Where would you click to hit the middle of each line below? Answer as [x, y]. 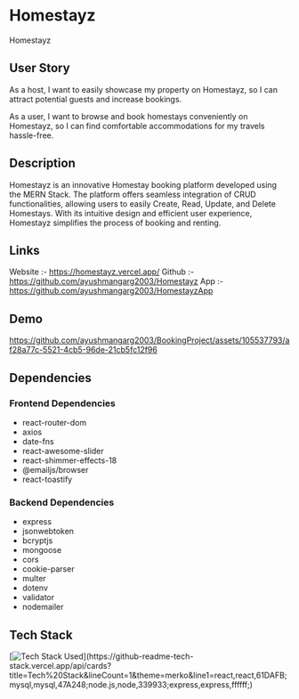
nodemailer [43, 607]
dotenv [35, 588]
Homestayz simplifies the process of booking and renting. [115, 223]
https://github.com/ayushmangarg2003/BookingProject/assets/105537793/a [149, 340]
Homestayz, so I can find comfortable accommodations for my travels [137, 126]
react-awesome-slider [63, 451]
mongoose [42, 550]
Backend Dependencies [62, 502]
